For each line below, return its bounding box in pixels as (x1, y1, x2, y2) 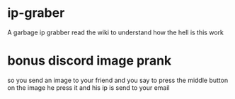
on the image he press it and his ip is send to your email (7, 83, 170, 92)
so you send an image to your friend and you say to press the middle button (7, 76, 229, 84)
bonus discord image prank (7, 53, 172, 69)
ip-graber (7, 5, 65, 21)
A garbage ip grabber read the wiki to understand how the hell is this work (7, 28, 224, 37)
